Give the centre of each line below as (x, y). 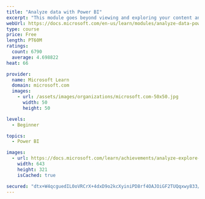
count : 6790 (27, 52)
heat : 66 (17, 63)
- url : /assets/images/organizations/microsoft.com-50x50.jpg (98, 97)
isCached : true (37, 175)
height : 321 (32, 169)
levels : (16, 119)
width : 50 (35, 103)
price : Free (21, 35)
